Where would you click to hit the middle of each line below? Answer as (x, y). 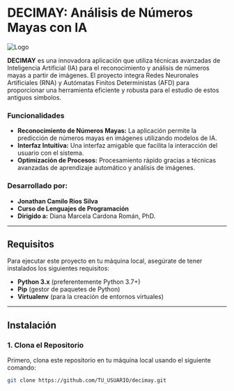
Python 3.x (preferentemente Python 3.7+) (79, 282)
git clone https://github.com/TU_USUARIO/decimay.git (87, 381)
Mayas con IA (47, 28)
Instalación (32, 325)
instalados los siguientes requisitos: (58, 268)
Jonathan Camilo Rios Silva (58, 201)
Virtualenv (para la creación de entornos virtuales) (91, 297)
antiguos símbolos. (34, 97)
